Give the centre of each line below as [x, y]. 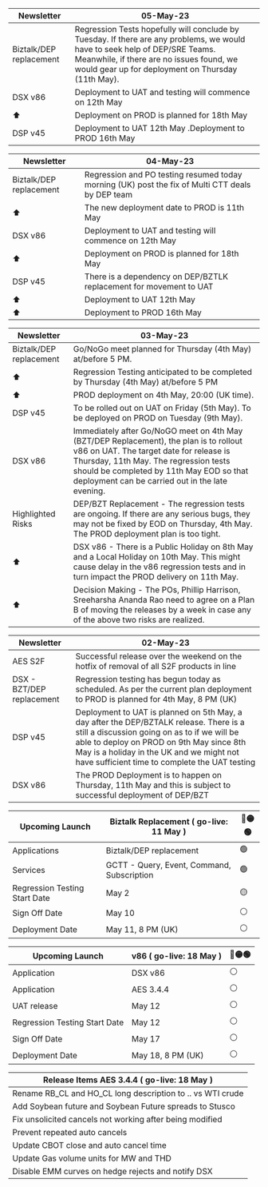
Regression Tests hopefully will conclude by [157, 29]
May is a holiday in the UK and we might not [157, 752]
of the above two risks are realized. [139, 620]
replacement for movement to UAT [149, 287]
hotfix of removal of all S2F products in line [156, 666]
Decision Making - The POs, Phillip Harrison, [157, 590]
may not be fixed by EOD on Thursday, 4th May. [163, 524]
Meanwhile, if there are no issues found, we [156, 59]
